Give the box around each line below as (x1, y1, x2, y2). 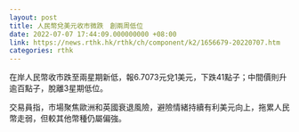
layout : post (9, 12, 58, 22)
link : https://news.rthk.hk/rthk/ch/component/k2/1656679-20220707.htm (9, 37, 280, 47)
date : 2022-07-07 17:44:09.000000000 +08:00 (9, 29, 177, 38)
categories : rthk (9, 46, 74, 55)
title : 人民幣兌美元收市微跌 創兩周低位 (9, 21, 144, 30)
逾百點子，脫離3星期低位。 (9, 83, 109, 94)
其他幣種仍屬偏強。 (55, 113, 126, 124)
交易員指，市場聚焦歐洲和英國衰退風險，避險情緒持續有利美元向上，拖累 (9, 102, 274, 112)
